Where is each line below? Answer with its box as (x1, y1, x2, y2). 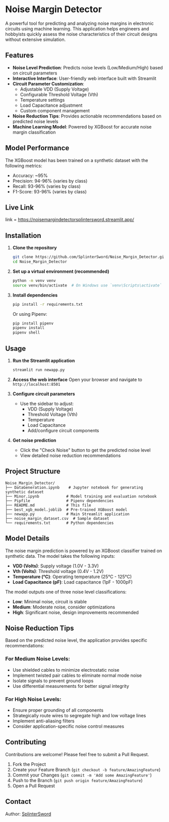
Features (5, 51, 34, 60)
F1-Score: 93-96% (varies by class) (12, 188, 87, 194)
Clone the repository (12, 244, 57, 251)
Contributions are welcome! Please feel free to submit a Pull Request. (5, 751, 149, 757)
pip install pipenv (12, 320, 54, 326)
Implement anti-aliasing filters (12, 718, 75, 724)
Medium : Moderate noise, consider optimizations (12, 604, 115, 610)
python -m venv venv (12, 278, 56, 283)
